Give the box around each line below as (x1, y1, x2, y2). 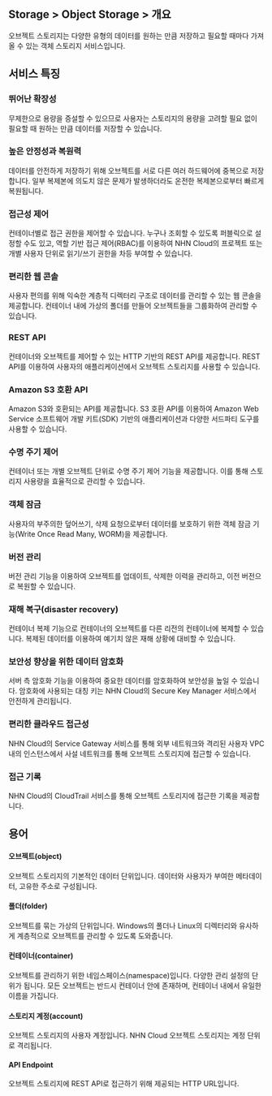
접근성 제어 (8, 208, 50, 219)
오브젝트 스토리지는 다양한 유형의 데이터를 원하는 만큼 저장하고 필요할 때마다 (8, 31, 249, 41)
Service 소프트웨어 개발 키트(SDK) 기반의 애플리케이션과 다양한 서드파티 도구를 (8, 413, 260, 424)
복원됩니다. (8, 186, 44, 196)
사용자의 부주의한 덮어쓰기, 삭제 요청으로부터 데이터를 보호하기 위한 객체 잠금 (8, 519, 252, 529)
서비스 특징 (8, 67, 61, 81)
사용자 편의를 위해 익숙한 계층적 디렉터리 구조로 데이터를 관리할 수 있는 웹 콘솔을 (8, 291, 262, 300)
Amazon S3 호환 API (8, 384, 89, 395)
